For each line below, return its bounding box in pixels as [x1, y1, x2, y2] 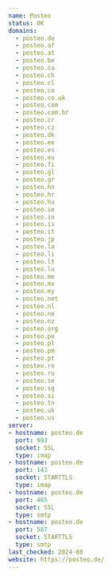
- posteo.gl [15, 168, 56, 176]
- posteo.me [15, 272, 56, 280]
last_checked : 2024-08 [8, 548, 83, 556]
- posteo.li [15, 250, 56, 258]
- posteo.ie [15, 205, 56, 213]
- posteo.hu [15, 198, 56, 206]
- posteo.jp [15, 236, 56, 244]
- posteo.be [15, 57, 56, 65]
